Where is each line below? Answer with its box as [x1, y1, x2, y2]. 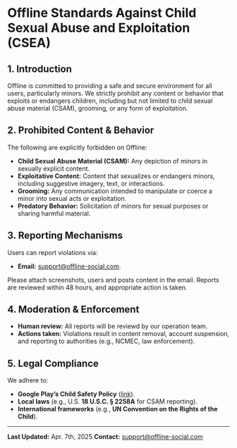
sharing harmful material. [17, 209, 91, 218]
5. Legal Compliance [7, 357, 99, 369]
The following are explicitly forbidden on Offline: [7, 143, 147, 151]
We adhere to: [7, 376, 49, 385]
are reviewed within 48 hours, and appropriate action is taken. [7, 283, 188, 292]
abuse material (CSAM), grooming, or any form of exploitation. [7, 104, 188, 112]
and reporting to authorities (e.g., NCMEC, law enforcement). [17, 337, 195, 346]
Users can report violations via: [7, 248, 98, 256]
